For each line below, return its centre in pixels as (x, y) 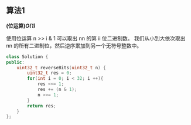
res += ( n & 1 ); (57, 90)
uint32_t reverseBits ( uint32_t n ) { (62, 67)
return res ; (42, 106)
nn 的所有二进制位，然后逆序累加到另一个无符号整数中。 (74, 45)
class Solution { (27, 57)
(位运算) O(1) (21, 26)
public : (16, 62)
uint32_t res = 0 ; (50, 73)
